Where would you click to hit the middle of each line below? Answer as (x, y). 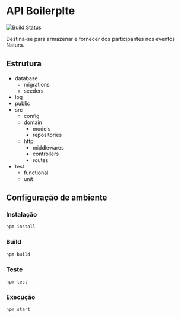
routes (40, 160)
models (42, 128)
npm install (21, 227)
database (26, 78)
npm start (18, 309)
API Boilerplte (41, 11)
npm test (17, 282)
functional (36, 173)
